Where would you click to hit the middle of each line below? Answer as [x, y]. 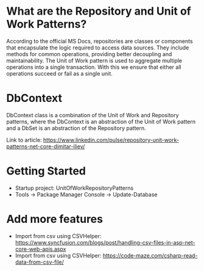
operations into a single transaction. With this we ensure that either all [94, 67]
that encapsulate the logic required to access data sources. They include [98, 48]
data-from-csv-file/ [39, 262]
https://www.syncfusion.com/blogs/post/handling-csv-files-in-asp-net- [105, 242]
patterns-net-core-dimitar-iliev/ [46, 146]
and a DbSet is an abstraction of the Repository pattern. [76, 128]
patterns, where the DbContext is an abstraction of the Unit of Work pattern [101, 121]
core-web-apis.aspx [40, 249]
